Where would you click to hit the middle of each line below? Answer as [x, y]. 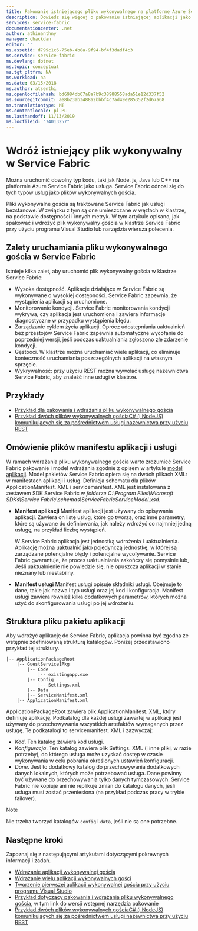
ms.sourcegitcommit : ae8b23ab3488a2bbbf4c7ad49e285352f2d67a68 [85, 99]
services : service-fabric [38, 22]
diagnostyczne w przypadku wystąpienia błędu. [73, 320]
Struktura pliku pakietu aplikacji [66, 621]
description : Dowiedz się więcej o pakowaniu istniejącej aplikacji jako [99, 17]
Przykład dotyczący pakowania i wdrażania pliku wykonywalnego [94, 897]
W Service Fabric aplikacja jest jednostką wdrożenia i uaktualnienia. [97, 541]
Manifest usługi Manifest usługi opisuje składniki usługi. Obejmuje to [98, 584]
